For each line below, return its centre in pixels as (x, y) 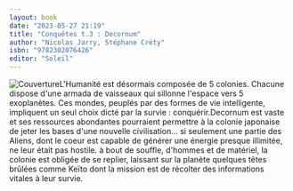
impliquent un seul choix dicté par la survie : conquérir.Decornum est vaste (147, 112)
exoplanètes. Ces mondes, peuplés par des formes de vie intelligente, (137, 103)
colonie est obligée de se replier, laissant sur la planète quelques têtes (138, 159)
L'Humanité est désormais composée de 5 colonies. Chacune (172, 84)
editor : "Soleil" (41, 59)
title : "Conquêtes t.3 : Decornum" (75, 34)
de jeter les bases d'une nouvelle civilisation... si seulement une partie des (146, 131)
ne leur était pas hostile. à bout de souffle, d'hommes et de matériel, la (139, 150)
